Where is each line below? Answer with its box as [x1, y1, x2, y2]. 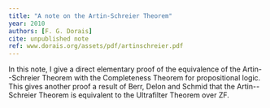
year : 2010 [8, 19, 46, 28]
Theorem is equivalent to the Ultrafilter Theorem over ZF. [38, 90, 230, 100]
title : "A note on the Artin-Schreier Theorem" [8, 11, 173, 20]
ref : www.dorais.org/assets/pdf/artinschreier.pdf [8, 42, 184, 50]
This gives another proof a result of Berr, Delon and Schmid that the [8, 82, 236, 92]
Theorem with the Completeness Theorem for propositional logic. [41, 73, 261, 83]
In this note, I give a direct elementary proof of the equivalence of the [8, 64, 242, 74]
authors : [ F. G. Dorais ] [8, 27, 93, 35]
